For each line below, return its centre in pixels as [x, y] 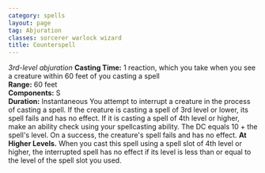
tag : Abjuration [35, 30]
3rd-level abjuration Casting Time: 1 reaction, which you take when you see [132, 67]
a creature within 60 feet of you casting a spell [84, 76]
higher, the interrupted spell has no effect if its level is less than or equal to [130, 152]
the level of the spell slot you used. [65, 160]
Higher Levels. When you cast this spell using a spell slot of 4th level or [125, 144]
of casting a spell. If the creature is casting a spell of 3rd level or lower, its [129, 110]
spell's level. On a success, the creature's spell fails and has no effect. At [127, 135]
